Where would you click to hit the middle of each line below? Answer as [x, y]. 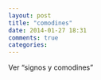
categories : [28, 45]
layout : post [30, 15]
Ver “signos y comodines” [51, 67]
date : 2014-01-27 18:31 [48, 30]
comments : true [33, 38]
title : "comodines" [41, 23]
